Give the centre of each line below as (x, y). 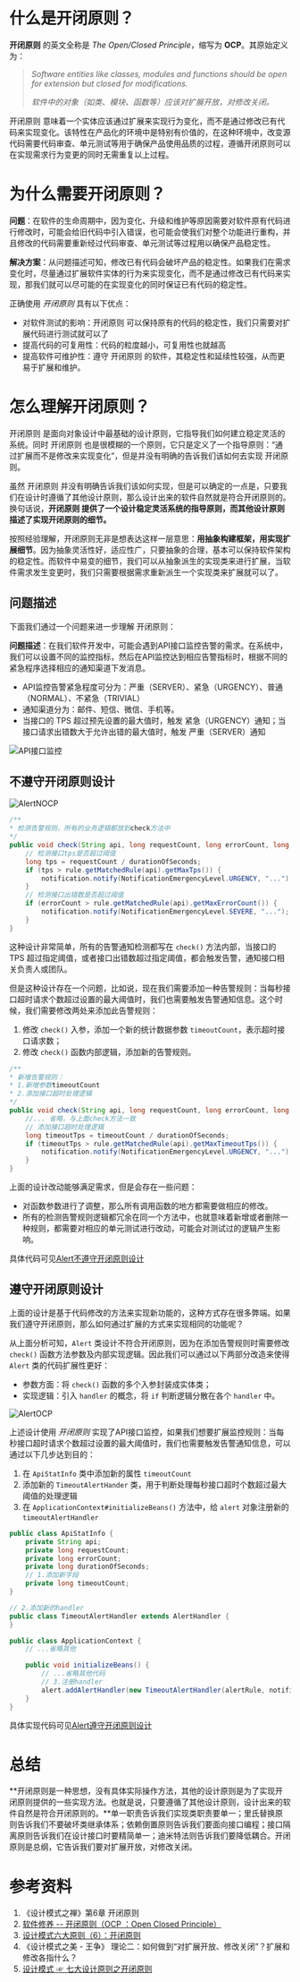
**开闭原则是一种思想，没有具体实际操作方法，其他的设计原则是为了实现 (142, 1791)
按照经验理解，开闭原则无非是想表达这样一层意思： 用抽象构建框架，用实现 (146, 538)
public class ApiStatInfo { (62, 1533)
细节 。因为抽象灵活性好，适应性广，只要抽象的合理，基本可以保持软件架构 (154, 549)
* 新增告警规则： (37, 1077)
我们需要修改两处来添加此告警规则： (91, 1010)
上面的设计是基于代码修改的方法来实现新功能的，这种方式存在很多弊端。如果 (150, 1312)
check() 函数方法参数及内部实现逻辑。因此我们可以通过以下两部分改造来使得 (150, 1354)
